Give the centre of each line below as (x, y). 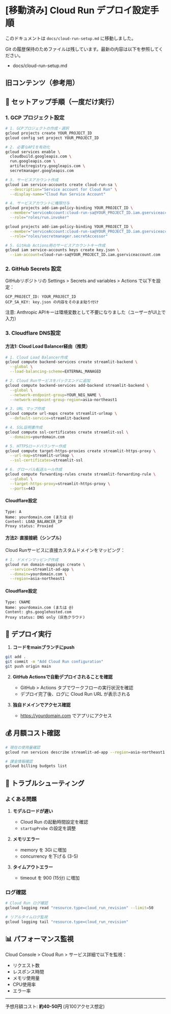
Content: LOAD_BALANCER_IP (34, 522)
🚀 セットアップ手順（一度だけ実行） (62, 102)
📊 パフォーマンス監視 (39, 939)
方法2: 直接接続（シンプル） (35, 538)
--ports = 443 (23, 488)
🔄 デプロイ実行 (28, 634)
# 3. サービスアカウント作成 (32, 180)
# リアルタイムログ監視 (26, 917)
